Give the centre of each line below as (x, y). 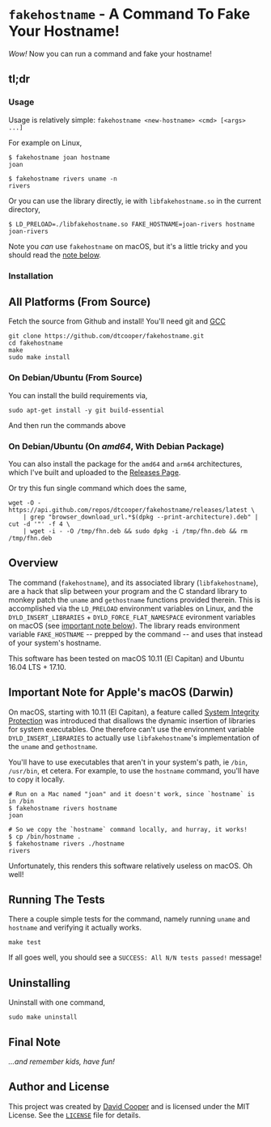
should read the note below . (55, 255)
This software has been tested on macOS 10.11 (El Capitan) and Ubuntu (126, 658)
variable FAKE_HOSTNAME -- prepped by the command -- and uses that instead (135, 634)
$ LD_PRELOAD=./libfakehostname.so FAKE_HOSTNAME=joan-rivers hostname (131, 224)
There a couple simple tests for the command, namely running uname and (129, 919)
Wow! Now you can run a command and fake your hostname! (110, 53)
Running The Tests (57, 899)
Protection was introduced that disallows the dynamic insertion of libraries (132, 720)
